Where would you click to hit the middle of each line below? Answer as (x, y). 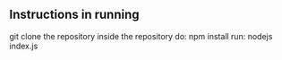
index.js (24, 46)
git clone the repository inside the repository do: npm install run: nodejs (141, 36)
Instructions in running (75, 15)
